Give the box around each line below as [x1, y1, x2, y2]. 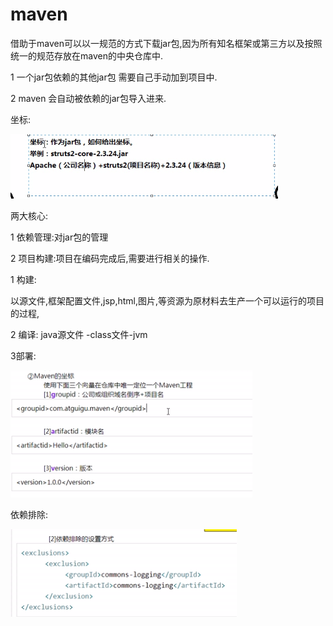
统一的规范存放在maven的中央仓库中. [10, 49, 163, 62]
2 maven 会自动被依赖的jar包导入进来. [10, 92, 167, 104]
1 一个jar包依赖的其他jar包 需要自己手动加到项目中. [10, 71, 218, 83]
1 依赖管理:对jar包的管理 [10, 231, 109, 243]
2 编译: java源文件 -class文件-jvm [10, 328, 148, 340]
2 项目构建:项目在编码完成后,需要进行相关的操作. [10, 252, 210, 264]
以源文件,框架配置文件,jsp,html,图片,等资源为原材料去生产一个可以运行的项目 [10, 294, 325, 307]
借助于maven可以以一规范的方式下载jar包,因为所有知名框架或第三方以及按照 [10, 37, 323, 49]
